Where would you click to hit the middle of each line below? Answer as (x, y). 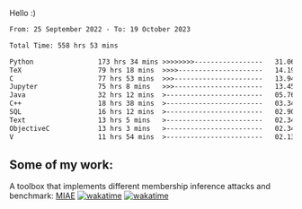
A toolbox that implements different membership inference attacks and (140, 187)
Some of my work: (62, 165)
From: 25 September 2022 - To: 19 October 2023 (100, 30)
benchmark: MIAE (43, 196)
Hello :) (22, 13)
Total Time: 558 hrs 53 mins (64, 45)
